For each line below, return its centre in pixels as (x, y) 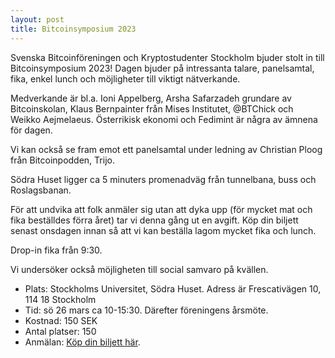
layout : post (37, 19)
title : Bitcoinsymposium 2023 (73, 29)
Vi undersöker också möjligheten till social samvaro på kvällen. (139, 269)
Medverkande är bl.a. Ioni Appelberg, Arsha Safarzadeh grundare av (151, 98)
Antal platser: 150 (60, 331)
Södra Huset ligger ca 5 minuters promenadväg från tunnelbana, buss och (163, 179)
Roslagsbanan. (41, 190)
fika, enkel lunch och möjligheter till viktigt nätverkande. (125, 78)
